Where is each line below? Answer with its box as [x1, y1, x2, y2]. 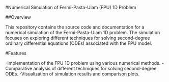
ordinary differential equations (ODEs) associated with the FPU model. [5, 40, 152, 46]
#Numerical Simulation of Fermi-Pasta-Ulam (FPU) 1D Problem [5, 5, 136, 10]
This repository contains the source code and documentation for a [5, 24, 145, 30]
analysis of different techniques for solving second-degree [33, 66, 157, 71]
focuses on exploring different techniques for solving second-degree [5, 35, 150, 41]
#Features [5, 50, 27, 56]
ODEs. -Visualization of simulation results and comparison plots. [5, 71, 140, 77]
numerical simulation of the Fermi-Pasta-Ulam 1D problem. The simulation [5, 30, 160, 35]
